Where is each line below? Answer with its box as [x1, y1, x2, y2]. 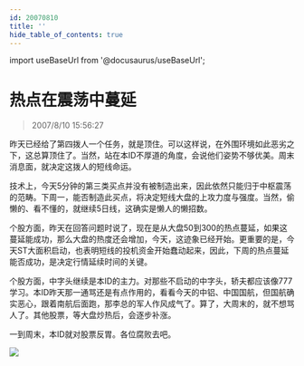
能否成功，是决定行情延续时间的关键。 [9, 256, 152, 267]
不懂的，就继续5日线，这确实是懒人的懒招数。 [40, 203, 213, 214]
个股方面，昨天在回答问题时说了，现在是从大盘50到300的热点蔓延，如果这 [9, 223, 288, 234]
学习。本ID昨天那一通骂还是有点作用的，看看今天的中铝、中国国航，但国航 [9, 287, 287, 298]
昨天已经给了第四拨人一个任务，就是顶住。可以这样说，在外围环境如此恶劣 [9, 139, 287, 149]
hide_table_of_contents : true [9, 30, 124, 39]
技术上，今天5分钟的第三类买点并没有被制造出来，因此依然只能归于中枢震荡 [9, 180, 292, 191]
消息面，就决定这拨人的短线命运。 [9, 161, 137, 172]
